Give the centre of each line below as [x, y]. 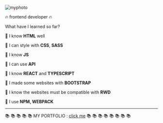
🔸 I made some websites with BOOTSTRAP [48, 83]
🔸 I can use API [20, 64]
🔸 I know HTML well [25, 36]
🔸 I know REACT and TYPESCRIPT [40, 73]
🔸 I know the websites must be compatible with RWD [58, 92]
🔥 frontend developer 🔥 [29, 17]
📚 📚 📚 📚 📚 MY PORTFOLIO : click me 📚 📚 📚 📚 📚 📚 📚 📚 [68, 116]
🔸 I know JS [17, 55]
